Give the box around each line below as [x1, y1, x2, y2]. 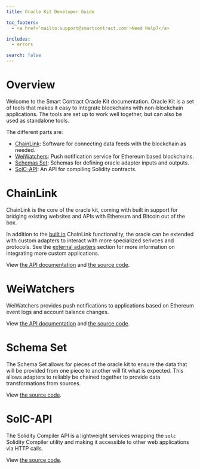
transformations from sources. [6, 379, 81, 386]
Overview [6, 78, 56, 92]
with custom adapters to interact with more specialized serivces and [6, 237, 174, 244]
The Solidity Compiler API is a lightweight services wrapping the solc [6, 432, 176, 439]
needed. [14, 146, 36, 153]
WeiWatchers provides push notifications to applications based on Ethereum [6, 301, 194, 309]
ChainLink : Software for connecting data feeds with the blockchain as [14, 140, 186, 147]
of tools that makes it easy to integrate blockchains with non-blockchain [6, 104, 183, 111]
